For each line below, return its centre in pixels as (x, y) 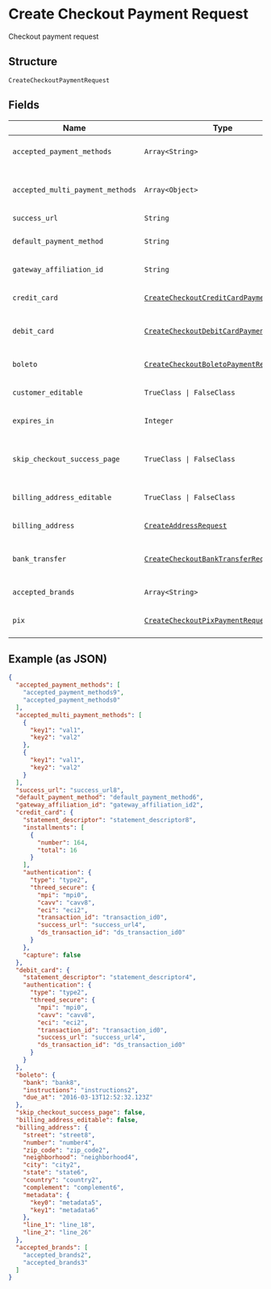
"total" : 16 (58, 850)
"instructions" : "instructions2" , (81, 1090)
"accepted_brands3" (56, 1262)
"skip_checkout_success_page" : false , (81, 1113)
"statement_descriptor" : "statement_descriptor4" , (110, 978)
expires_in (33, 421)
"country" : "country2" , (63, 1180)
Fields (24, 105)
